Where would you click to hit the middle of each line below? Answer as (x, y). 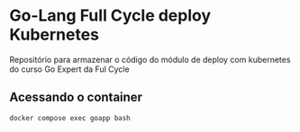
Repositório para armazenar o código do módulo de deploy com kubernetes (150, 59)
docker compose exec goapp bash (70, 118)
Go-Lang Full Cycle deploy (110, 16)
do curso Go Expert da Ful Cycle (69, 69)
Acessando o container (76, 97)
